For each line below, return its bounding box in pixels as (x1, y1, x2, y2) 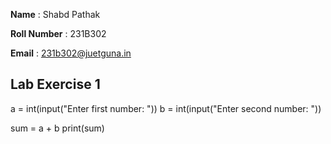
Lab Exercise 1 (10, 76, 101, 93)
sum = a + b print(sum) (10, 122, 105, 134)
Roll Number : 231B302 (10, 28, 107, 39)
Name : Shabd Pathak (10, 9, 101, 20)
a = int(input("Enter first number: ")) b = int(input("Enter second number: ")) (10, 102, 322, 114)
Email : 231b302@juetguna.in (10, 47, 132, 59)
